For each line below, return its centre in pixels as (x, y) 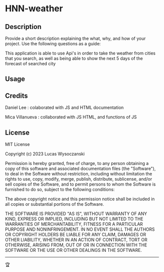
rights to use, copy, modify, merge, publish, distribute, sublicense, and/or (79, 179)
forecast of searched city (31, 64)
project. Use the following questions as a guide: (53, 44)
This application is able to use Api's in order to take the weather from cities (80, 53)
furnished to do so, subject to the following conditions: (60, 190)
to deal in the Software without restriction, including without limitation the (79, 174)
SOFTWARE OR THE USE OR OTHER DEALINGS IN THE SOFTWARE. (73, 250)
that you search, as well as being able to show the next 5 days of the (74, 58)
